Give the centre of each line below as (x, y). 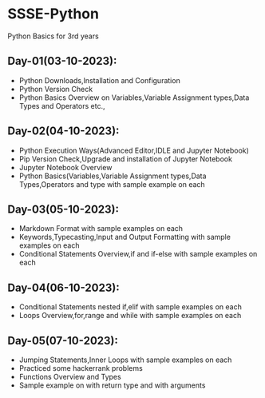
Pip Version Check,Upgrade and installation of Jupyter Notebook (126, 159)
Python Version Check (56, 89)
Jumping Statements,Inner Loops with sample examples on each (125, 360)
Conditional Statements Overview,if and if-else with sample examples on (138, 254)
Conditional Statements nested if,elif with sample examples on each (131, 307)
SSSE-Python (53, 14)
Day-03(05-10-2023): (63, 209)
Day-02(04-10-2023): (63, 131)
